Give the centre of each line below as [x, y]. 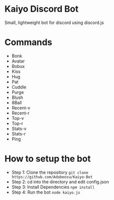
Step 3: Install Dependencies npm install [53, 187]
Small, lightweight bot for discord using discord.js [54, 22]
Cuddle [19, 87]
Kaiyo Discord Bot [42, 9]
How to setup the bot [48, 159]
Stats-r [19, 133]
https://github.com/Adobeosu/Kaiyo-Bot [52, 177]
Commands [28, 42]
